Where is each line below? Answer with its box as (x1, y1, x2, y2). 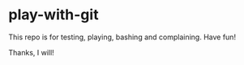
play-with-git (8, 6, 99, 24)
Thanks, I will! (8, 47, 54, 57)
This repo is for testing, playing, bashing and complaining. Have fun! (8, 32, 237, 42)
